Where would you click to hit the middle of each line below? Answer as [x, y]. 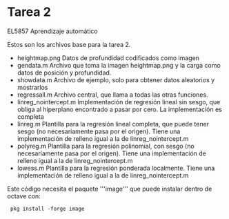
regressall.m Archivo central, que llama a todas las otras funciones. [112, 95]
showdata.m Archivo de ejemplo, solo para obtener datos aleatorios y [116, 79]
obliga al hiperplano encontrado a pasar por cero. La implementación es [119, 109]
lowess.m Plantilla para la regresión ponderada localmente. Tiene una [116, 168]
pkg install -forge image [47, 209]
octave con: [24, 196]
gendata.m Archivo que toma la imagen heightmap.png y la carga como [119, 65]
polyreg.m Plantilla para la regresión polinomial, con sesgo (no [106, 146]
